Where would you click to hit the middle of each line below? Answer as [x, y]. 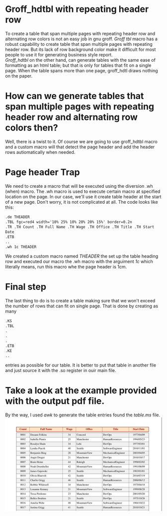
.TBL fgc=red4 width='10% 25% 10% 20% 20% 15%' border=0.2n [69, 222]
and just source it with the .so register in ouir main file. [61, 370]
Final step [26, 287]
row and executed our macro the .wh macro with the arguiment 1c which [79, 261]
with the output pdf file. [55, 401]
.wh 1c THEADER [21, 247]
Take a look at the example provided [81, 390]
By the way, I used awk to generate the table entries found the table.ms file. [83, 415]
